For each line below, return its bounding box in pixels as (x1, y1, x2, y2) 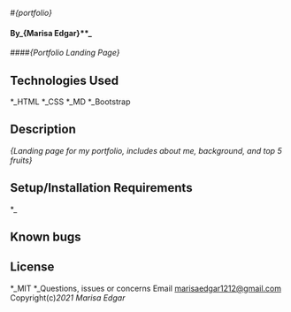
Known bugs (10, 230, 82, 245)
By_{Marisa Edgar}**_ (10, 27, 92, 38)
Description (10, 122, 76, 137)
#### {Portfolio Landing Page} (10, 48, 120, 58)
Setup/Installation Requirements (10, 180, 193, 195)
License (10, 260, 55, 275)
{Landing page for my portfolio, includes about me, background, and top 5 (10, 145, 282, 156)
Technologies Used (10, 72, 119, 88)
